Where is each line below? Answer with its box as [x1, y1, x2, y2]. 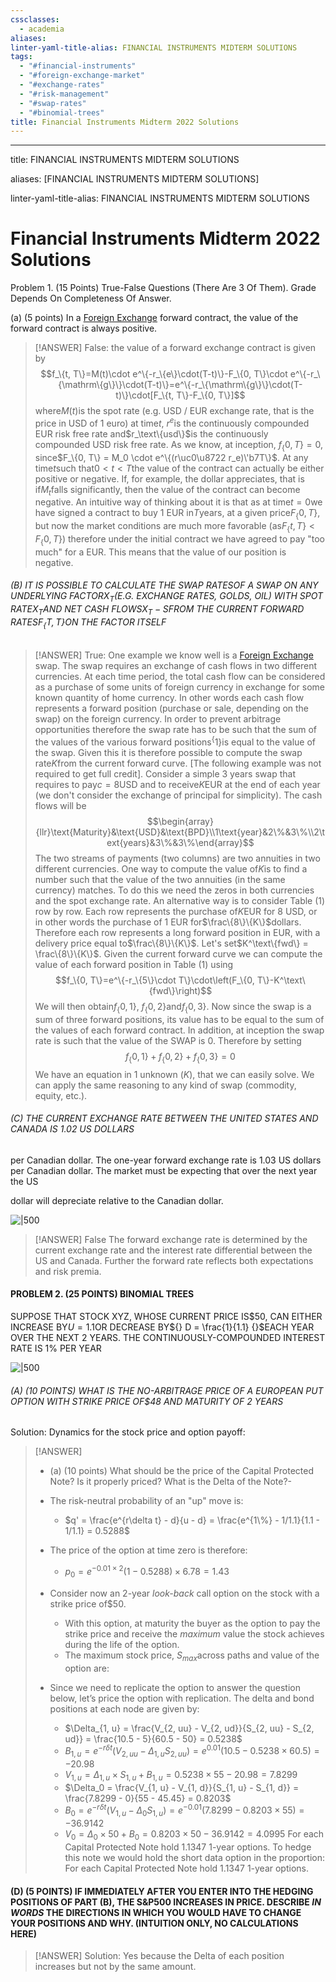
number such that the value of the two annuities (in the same [34, 874, 286, 886]
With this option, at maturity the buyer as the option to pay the [64, 1617, 321, 1629]
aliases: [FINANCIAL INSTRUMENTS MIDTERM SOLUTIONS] [10, 173, 260, 185]
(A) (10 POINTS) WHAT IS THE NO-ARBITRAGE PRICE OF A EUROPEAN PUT [10, 1384, 324, 1396]
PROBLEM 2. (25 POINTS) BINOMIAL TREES [10, 1288, 195, 1300]
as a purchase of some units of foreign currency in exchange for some [34, 681, 325, 693]
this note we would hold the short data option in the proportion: [64, 1852, 325, 1864]
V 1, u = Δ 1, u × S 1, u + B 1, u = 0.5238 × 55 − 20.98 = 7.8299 [64, 1768, 298, 1783]
